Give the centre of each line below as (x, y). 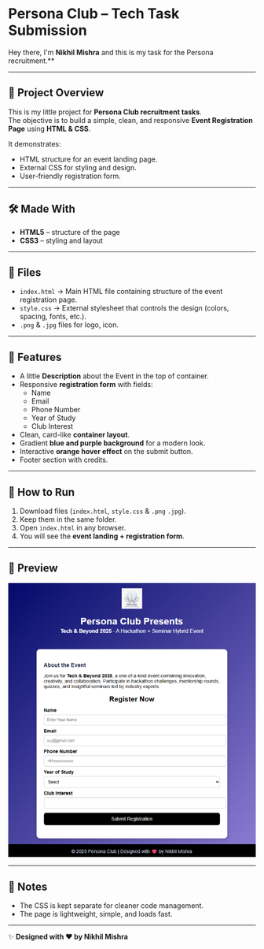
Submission (48, 30)
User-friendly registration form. (70, 176)
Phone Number (56, 410)
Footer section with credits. (64, 460)
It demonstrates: (35, 143)
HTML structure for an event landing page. (88, 159)
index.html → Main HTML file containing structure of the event (121, 292)
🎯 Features (35, 357)
